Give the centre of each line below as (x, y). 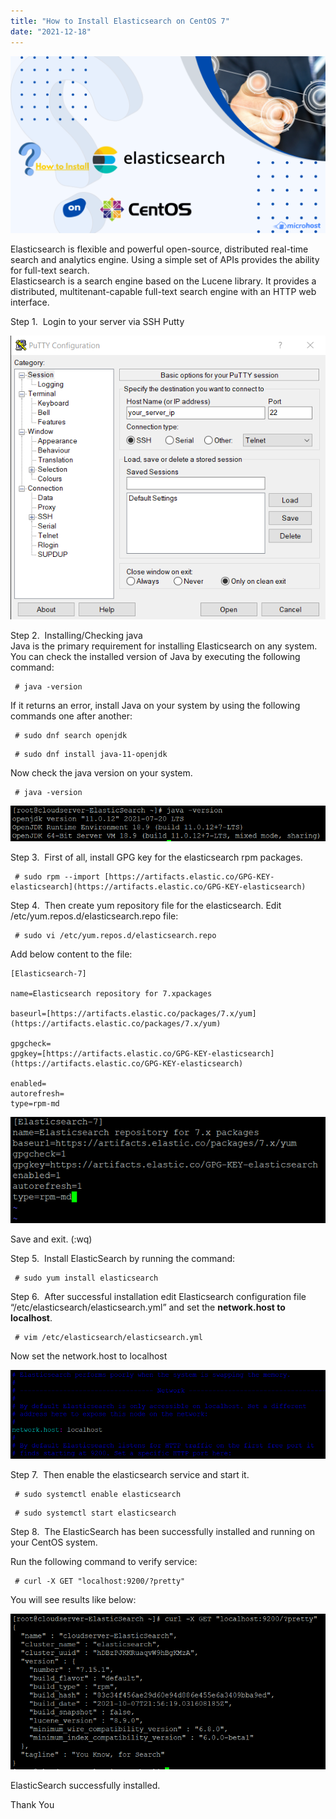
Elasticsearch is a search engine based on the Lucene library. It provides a (163, 281)
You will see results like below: (73, 1599)
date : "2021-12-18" (51, 31)
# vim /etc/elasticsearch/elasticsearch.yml (108, 1337)
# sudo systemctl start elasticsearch (95, 1513)
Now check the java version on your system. (101, 772)
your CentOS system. (54, 1542)
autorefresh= (37, 1094)
